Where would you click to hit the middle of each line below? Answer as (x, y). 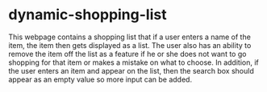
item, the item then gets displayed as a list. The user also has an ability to (130, 45)
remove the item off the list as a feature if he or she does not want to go (127, 54)
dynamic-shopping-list (88, 15)
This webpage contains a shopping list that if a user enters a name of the (130, 37)
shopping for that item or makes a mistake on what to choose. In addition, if (134, 62)
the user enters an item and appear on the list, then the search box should (131, 70)
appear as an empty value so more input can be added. (100, 79)
